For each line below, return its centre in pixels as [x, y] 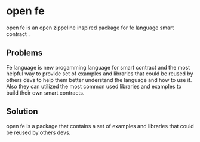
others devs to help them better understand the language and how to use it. [99, 80]
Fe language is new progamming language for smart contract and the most [98, 67]
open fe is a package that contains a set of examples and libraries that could [100, 126]
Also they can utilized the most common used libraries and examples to [94, 86]
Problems [24, 53]
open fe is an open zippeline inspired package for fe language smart [90, 28]
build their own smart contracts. [45, 93]
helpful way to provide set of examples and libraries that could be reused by [100, 74]
